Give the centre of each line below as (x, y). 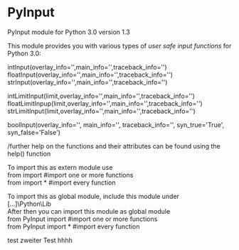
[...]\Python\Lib (30, 204)
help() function (29, 153)
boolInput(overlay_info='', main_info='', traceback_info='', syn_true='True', (116, 124)
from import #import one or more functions (70, 175)
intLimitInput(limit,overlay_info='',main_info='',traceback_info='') (101, 96)
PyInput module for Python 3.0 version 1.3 (69, 32)
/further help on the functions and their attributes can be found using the (114, 146)
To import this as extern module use (60, 167)
